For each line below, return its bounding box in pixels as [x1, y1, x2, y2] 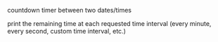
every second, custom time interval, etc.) [7, 27, 127, 35]
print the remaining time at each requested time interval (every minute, [7, 20, 212, 27]
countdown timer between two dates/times [7, 6, 132, 14]
